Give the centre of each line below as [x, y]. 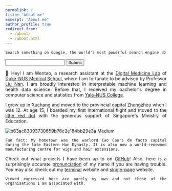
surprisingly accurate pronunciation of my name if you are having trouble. [86, 164]
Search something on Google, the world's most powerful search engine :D [86, 52]
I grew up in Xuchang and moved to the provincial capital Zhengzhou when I [86, 105]
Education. [17, 121]
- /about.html [25, 39]
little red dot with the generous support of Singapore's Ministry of [86, 115]
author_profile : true [28, 24]
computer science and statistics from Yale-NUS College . [65, 94]
